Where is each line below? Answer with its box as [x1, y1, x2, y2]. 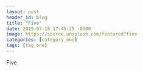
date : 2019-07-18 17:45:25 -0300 [6, 25, 91, 32]
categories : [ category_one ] [6, 37, 78, 43]
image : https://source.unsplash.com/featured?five [6, 31, 138, 37]
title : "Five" [6, 20, 43, 26]
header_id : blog [6, 14, 47, 20]
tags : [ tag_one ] [6, 43, 47, 49]
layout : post [6, 8, 40, 15]
